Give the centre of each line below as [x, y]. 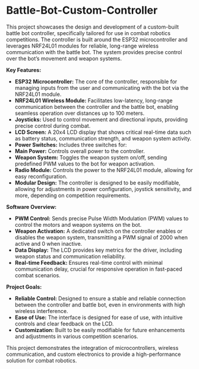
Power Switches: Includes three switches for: [71, 145]
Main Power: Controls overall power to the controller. [80, 151]
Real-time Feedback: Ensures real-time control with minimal [89, 262]
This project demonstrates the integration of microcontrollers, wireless [92, 348]
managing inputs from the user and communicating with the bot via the [102, 87]
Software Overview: [31, 207]
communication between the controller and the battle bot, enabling [97, 107]
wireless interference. [41, 311]
